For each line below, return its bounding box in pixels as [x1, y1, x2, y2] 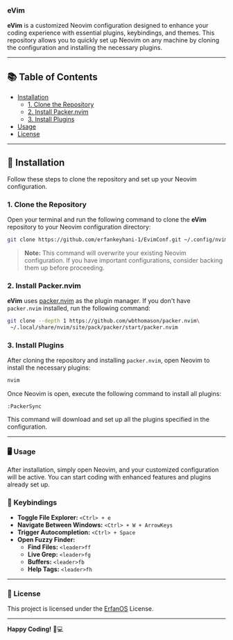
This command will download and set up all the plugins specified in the [7, 416, 210, 424]
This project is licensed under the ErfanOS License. [7, 605, 154, 613]
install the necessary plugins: [7, 363, 91, 372]
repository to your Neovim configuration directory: [7, 223, 151, 231]
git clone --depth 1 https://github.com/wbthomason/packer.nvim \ [7, 318, 200, 325]
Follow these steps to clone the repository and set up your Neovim [7, 174, 198, 183]
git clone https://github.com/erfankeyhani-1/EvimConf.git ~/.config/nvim [7, 236, 228, 243]
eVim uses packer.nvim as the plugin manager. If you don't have [7, 297, 191, 305]
